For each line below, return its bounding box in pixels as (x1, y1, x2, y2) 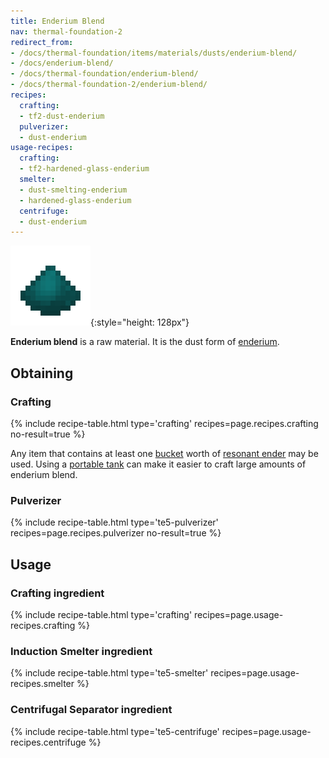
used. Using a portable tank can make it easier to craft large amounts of (10, 458, 307, 470)
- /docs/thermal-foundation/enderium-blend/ (10, 69, 199, 79)
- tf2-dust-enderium (19, 111, 105, 121)
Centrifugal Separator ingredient (10, 703, 173, 717)
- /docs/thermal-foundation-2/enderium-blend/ (10, 80, 208, 90)
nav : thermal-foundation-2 (10, 26, 123, 37)
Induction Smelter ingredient (10, 644, 153, 658)
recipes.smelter (10, 678, 75, 690)
